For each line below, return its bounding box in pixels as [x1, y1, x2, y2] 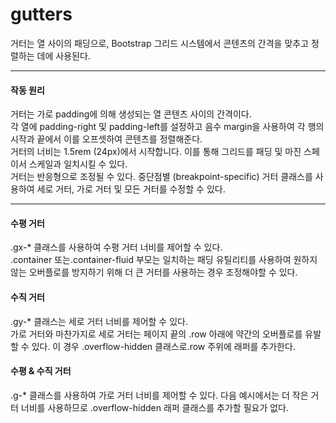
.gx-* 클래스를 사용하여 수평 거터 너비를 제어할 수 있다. [10, 241, 223, 253]
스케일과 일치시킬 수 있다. [28, 158, 128, 170]
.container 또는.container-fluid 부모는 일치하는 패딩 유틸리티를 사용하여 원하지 [10, 254, 318, 266]
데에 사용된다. [36, 49, 91, 62]
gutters [10, 3, 73, 26]
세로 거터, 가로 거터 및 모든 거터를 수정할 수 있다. [36, 183, 226, 195]
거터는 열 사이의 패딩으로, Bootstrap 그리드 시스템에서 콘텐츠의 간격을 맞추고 [10, 37, 310, 49]
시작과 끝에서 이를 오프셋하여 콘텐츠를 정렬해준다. [10, 133, 203, 145]
